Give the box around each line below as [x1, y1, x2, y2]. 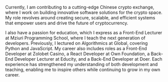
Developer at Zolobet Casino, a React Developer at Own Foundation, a [5, 51, 150, 57]
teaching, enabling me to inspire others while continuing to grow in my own [5, 67, 160, 73]
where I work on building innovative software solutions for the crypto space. [5, 9, 163, 15]
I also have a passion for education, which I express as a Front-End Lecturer [5, 30, 162, 35]
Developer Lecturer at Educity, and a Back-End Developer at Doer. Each [14, 56, 162, 62]
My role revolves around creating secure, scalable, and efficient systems [5, 15, 155, 20]
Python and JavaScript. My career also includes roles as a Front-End [5, 46, 147, 51]
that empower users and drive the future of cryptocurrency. [5, 20, 129, 26]
